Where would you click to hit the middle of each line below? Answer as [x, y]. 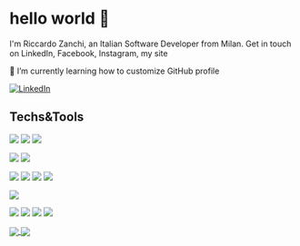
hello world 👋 [60, 19]
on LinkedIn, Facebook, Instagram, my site [89, 53]
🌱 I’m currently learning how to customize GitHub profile [115, 71]
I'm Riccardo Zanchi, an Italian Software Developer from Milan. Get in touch [150, 44]
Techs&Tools [47, 117]
